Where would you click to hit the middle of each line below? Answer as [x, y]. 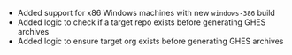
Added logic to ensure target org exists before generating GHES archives [150, 41]
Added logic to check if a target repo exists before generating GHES [142, 22]
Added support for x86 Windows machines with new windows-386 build [146, 13]
